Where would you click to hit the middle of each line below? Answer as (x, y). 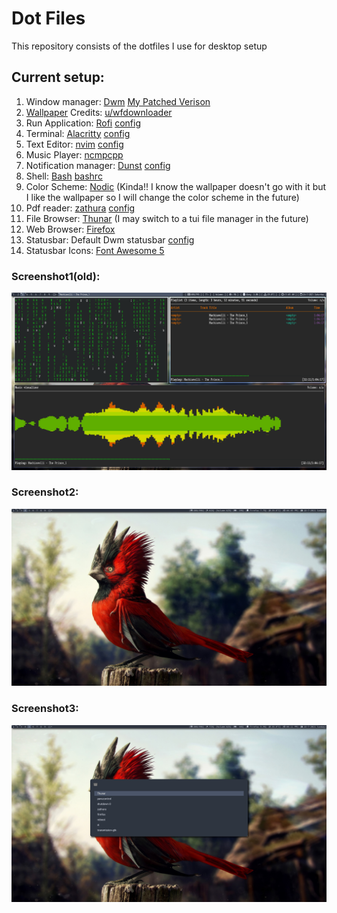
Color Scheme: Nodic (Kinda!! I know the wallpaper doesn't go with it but (176, 186)
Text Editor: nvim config (74, 144)
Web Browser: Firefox (70, 229)
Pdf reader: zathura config (80, 208)
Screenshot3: (45, 709)
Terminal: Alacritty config (78, 133)
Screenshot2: (45, 492)
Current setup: (58, 77)
